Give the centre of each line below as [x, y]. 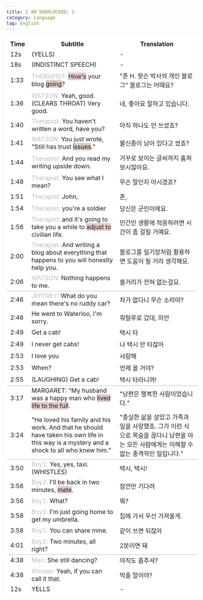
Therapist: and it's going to [70, 220]
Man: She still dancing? [64, 560]
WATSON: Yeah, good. [63, 96]
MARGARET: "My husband [69, 391]
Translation [157, 44]
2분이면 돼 [133, 546]
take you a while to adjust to [71, 227]
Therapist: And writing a [66, 245]
